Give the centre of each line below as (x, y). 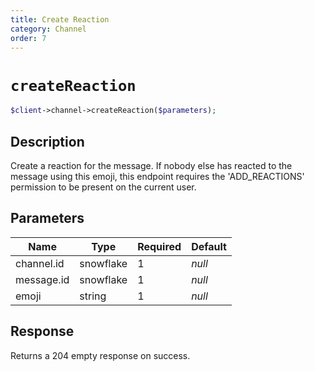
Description (47, 141)
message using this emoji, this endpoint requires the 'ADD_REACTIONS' (157, 176)
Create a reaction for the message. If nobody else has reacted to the (151, 165)
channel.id (40, 263)
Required (159, 246)
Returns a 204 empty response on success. (100, 355)
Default (209, 246)
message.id (42, 279)
